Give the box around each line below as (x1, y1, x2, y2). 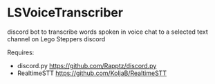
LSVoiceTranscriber (7, 5, 123, 21)
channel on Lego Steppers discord (7, 34, 106, 43)
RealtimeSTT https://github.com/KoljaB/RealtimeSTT (17, 69, 167, 77)
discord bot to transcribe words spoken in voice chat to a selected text (7, 28, 209, 36)
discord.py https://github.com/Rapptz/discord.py (17, 61, 157, 70)
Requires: (7, 48, 35, 56)
